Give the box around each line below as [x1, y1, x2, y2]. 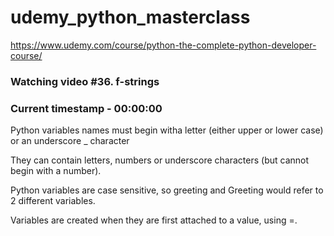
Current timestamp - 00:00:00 [10, 101, 163, 115]
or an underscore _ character [10, 135, 130, 147]
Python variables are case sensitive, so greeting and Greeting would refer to [10, 184, 324, 196]
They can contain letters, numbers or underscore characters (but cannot [10, 154, 310, 166]
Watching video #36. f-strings [10, 74, 160, 88]
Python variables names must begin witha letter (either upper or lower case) [10, 124, 324, 136]
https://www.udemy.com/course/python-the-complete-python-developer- [10, 39, 317, 51]
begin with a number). [10, 165, 102, 177]
